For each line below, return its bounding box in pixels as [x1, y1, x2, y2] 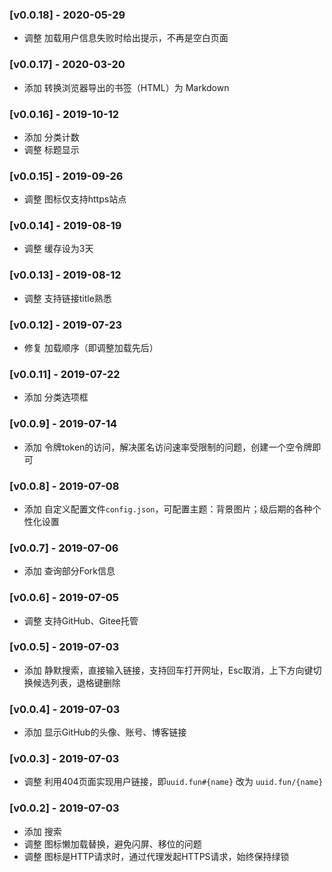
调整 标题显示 [23, 143, 80, 155]
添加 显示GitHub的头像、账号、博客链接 [23, 726, 187, 738]
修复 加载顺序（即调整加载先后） [23, 342, 159, 354]
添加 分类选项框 [23, 391, 89, 403]
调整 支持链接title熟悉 [23, 292, 112, 304]
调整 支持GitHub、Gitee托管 [23, 614, 139, 627]
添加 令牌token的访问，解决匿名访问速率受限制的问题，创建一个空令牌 [23, 441, 313, 453]
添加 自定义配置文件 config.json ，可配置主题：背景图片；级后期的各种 [23, 503, 313, 515]
